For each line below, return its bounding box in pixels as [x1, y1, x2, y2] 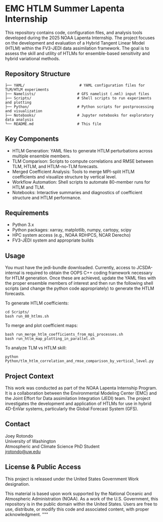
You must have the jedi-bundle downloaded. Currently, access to [5, 265, 136, 271]
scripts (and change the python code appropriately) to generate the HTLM [5, 285, 155, 292]
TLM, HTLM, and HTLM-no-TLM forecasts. [12, 163, 99, 169]
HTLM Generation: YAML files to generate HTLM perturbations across [12, 148, 153, 153]
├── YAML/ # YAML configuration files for [5, 83, 145, 88]
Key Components [5, 135, 59, 143]
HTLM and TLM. [12, 184, 45, 190]
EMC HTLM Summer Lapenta [5, 3, 124, 14]
